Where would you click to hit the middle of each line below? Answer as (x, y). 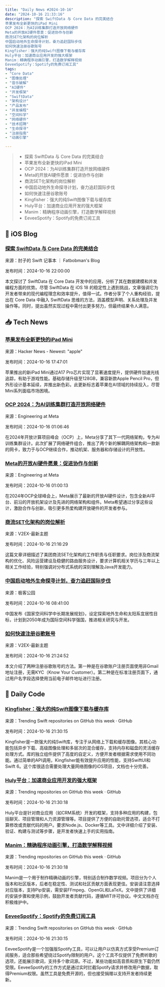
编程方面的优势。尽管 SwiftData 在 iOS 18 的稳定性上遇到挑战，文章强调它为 (82, 287)
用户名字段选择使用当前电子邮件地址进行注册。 (56, 678)
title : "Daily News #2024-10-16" (39, 10)
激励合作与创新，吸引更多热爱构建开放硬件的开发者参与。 (72, 508)
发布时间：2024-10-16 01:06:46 (37, 426)
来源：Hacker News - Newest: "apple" (44, 351)
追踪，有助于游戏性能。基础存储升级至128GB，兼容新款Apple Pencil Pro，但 (82, 378)
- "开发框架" (17, 92)
